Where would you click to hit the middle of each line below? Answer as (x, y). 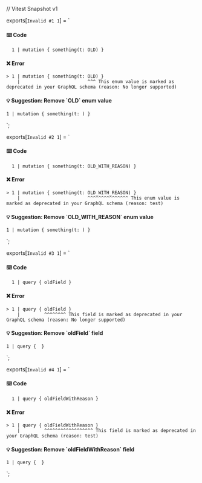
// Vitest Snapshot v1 (32, 9)
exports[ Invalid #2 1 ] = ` (38, 137)
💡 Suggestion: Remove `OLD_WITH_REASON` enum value (80, 217)
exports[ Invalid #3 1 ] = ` (38, 253)
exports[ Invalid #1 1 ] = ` (38, 20)
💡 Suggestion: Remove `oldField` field (55, 333)
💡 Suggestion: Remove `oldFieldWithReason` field (70, 449)
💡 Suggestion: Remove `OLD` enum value (59, 100)
